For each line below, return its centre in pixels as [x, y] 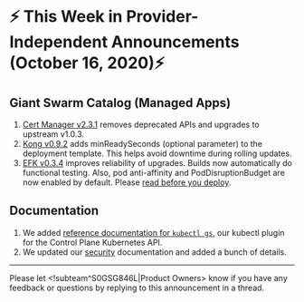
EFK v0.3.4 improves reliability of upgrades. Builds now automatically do [157, 163]
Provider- [162, 17]
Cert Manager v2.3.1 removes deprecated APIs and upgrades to [141, 124]
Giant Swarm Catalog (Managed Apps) [120, 103]
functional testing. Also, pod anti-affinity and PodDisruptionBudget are [153, 173]
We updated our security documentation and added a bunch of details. [155, 252]
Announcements [176, 42]
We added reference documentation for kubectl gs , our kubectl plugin [153, 232]
